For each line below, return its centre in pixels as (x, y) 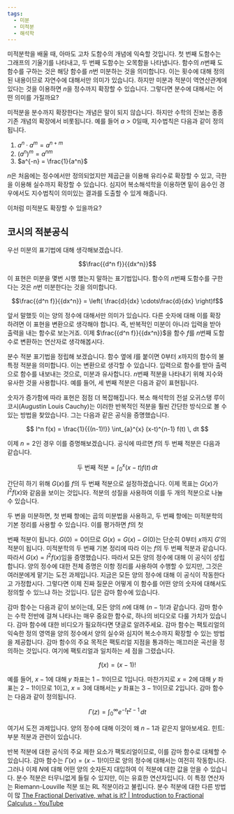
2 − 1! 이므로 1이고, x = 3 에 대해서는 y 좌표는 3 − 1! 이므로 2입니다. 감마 (115, 688)
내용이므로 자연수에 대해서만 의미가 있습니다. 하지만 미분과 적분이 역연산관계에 (121, 80)
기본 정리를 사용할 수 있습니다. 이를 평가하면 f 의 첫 (75, 525)
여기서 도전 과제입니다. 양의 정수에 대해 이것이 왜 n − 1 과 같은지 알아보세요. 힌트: (116, 728)
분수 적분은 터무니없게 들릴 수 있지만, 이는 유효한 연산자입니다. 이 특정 (111, 778)
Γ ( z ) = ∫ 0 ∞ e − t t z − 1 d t (117, 712)
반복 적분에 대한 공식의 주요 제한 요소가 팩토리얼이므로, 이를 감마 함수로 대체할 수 (117, 751)
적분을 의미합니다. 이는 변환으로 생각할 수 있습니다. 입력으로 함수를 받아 (117, 365)
